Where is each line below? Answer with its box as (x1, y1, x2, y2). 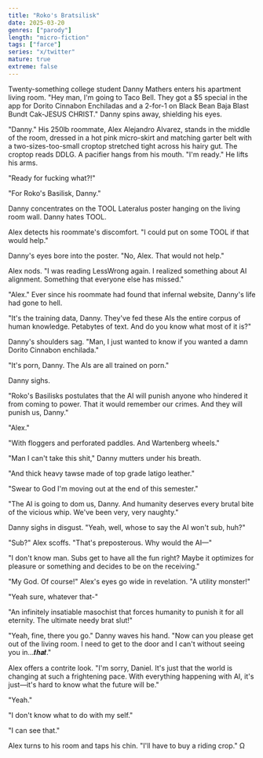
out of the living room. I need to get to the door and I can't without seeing (8, 638, 245, 649)
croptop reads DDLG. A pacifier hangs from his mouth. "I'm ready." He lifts (8, 149, 249, 159)
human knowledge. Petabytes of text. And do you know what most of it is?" (8, 322, 252, 331)
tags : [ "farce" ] (8, 41, 61, 49)
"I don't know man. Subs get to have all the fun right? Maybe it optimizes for (8, 553, 254, 562)
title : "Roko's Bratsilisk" (8, 11, 100, 20)
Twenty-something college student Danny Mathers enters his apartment (8, 84, 242, 94)
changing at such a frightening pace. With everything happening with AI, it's (8, 672, 254, 681)
